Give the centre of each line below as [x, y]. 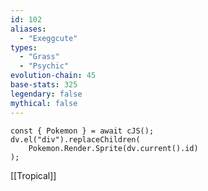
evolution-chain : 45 [53, 76]
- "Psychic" [44, 66]
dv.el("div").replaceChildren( [75, 139]
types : [24, 47]
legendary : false [46, 94]
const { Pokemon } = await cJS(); [82, 131]
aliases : [28, 29]
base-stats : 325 [44, 85]
